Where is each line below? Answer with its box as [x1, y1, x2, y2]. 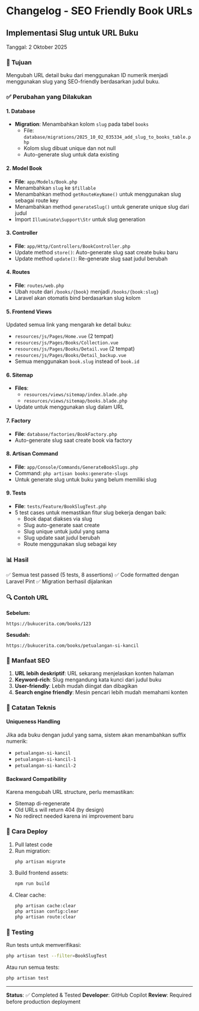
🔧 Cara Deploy [6, 827, 48, 835]
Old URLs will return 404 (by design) [14, 806, 104, 814]
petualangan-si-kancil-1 [14, 757, 76, 763]
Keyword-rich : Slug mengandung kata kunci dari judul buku [14, 676, 162, 683]
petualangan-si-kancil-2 [14, 763, 76, 769]
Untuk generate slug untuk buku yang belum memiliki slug [14, 476, 157, 483]
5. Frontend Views [6, 308, 52, 315]
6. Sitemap [6, 371, 34, 378]
